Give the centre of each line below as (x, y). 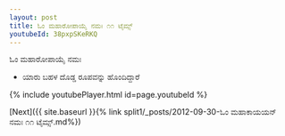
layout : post (34, 17)
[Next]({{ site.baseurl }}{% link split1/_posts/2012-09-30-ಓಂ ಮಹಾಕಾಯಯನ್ (143, 112)
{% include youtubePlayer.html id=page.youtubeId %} (109, 95)
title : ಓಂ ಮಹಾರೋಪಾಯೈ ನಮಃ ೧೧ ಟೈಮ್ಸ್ (71, 26)
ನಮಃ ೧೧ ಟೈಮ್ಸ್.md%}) (46, 122)
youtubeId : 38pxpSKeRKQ (54, 34)
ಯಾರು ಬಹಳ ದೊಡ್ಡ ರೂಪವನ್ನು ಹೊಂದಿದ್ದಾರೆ (81, 77)
